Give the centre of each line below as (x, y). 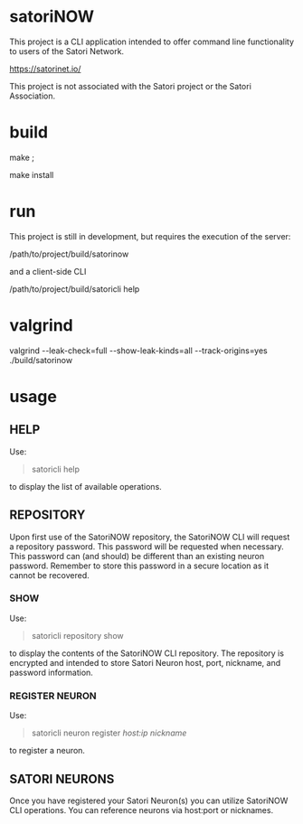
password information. (51, 672)
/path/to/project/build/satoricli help (75, 289)
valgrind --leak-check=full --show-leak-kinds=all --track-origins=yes (139, 351)
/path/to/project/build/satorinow (69, 254)
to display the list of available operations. (86, 486)
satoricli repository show (77, 635)
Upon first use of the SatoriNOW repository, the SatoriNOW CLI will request (150, 537)
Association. (33, 96)
